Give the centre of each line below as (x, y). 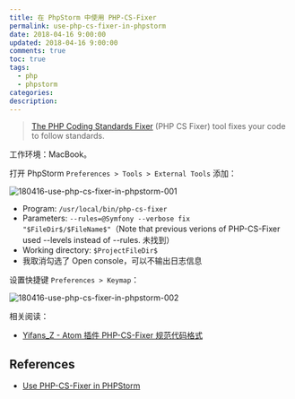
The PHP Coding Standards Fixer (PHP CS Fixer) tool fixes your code (158, 126)
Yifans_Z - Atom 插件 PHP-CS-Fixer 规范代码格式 (113, 335)
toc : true (28, 59)
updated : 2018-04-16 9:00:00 (64, 43)
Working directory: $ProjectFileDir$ (90, 250)
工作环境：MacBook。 (51, 154)
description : (34, 101)
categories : (31, 92)
